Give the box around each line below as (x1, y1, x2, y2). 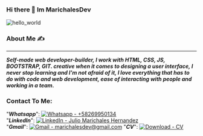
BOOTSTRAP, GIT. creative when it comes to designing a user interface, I (6, 63, 193, 70)
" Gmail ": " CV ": (6, 123, 138, 130)
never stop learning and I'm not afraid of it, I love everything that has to (6, 69, 190, 76)
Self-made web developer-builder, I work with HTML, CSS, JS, (6, 56, 166, 63)
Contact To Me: (6, 96, 53, 105)
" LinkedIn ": (6, 117, 35, 124)
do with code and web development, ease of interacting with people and (6, 75, 192, 82)
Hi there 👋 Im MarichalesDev (6, 5, 92, 14)
